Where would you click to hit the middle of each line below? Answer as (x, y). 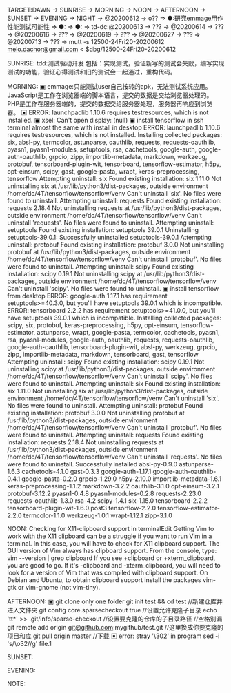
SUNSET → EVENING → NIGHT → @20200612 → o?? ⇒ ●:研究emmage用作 (115, 18)
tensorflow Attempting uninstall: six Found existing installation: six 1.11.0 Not (114, 179)
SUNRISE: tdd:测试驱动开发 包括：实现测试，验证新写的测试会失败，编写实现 (116, 63)
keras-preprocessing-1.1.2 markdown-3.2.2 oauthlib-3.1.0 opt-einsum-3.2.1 (113, 486)
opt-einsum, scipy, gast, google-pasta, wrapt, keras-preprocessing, (103, 171)
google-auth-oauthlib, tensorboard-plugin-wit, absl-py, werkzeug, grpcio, (112, 347)
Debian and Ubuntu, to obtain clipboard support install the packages (104, 580)
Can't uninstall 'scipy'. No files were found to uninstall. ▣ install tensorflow (113, 288)
